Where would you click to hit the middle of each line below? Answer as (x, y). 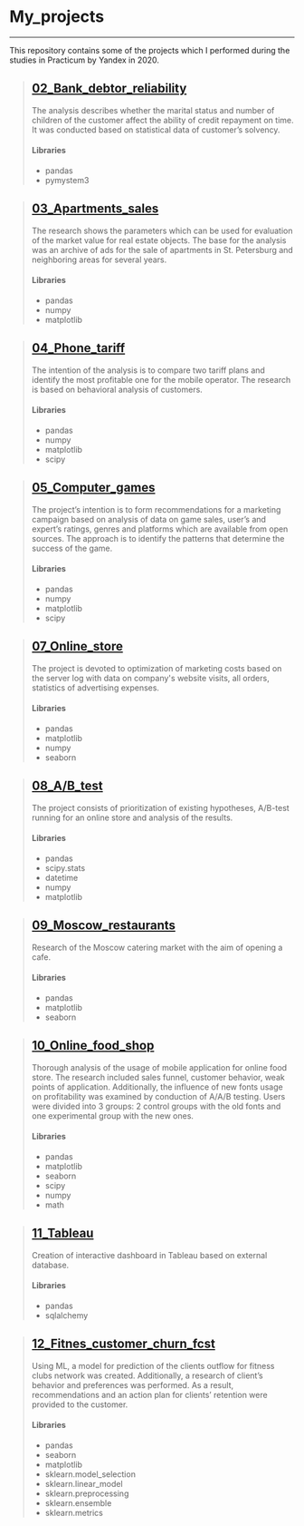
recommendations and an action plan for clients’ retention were (150, 1394)
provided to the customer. (80, 1404)
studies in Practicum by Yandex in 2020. (85, 60)
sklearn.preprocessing (87, 1493)
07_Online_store (77, 646)
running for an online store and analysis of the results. (132, 817)
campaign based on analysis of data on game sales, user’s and (149, 519)
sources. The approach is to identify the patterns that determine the (158, 538)
